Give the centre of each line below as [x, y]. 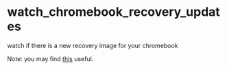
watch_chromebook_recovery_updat [114, 12]
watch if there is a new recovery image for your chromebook [93, 45]
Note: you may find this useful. [50, 58]
